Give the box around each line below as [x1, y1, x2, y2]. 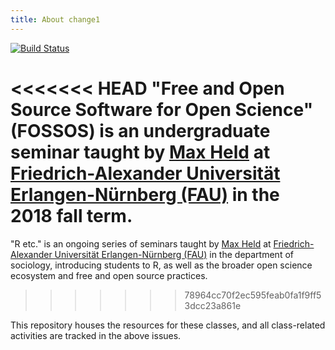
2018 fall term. [10, 204, 133, 227]
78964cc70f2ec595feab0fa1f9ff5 [184, 289, 322, 301]
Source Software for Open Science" [10, 98, 314, 121]
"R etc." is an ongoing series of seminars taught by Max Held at [10, 237, 272, 250]
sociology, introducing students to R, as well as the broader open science [10, 259, 313, 271]
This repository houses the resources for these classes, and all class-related [10, 319, 326, 331]
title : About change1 [10, 14, 101, 25]
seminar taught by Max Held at [10, 141, 271, 163]
